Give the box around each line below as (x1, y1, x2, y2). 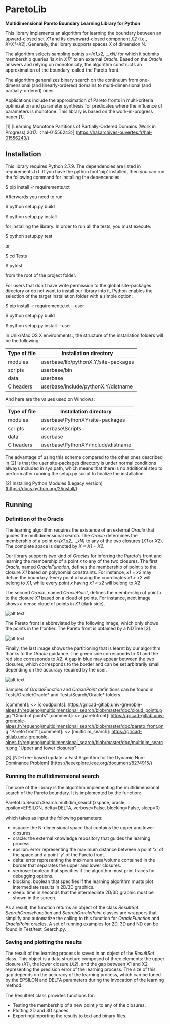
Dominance (5, 760, 29, 766)
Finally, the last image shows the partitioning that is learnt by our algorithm (5, 645, 161, 651)
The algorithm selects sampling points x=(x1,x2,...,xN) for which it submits (5, 51, 159, 57)
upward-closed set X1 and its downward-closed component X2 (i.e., (5, 36, 148, 42)
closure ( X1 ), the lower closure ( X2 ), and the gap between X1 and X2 (5, 961, 148, 967)
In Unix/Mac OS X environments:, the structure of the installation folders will (5, 332, 163, 338)
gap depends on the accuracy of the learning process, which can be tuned (5, 972, 161, 978)
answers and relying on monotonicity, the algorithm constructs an (5, 61, 142, 67)
